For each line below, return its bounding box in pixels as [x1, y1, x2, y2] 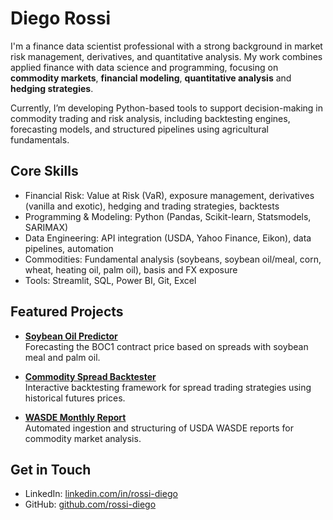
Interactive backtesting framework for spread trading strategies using [24, 381, 312, 393]
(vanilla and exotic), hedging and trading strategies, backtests [24, 200, 280, 212]
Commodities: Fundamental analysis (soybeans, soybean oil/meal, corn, [24, 253, 322, 265]
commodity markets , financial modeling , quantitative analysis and [10, 72, 292, 84]
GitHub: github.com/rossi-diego [24, 498, 157, 511]
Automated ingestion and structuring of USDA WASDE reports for [24, 422, 294, 434]
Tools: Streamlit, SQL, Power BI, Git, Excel [24, 274, 197, 286]
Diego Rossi [10, 7, 112, 30]
